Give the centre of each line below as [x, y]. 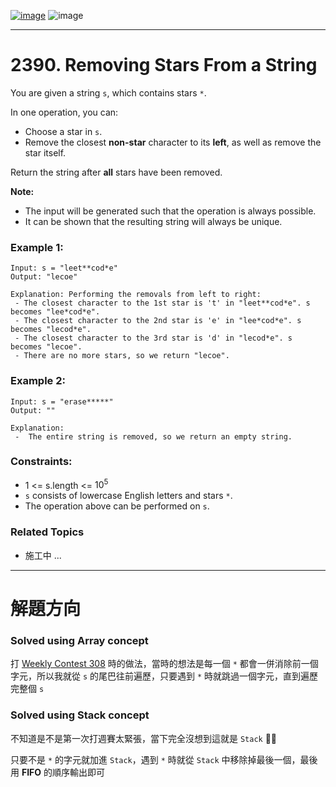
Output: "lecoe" [44, 277]
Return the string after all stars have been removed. [116, 172]
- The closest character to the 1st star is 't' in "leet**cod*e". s [162, 303]
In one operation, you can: [64, 112]
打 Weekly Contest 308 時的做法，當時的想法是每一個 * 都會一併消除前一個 [164, 664]
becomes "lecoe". [46, 347]
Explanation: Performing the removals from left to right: [136, 295]
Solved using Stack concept [80, 715]
